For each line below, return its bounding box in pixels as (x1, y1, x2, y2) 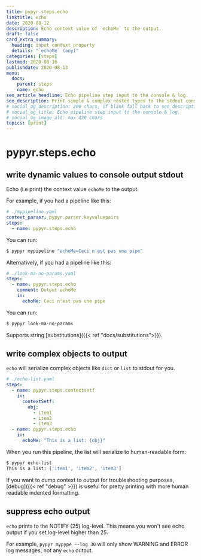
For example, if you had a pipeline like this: (6, 197, 111, 204)
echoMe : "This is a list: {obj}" (22, 438, 106, 444)
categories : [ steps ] (6, 53, 58, 59)
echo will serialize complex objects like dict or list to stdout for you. (6, 365, 175, 372)
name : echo (17, 87, 44, 93)
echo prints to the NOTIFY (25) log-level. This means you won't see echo (6, 522, 185, 529)
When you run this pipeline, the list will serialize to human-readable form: (6, 448, 187, 455)
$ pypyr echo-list (6, 459, 52, 466)
